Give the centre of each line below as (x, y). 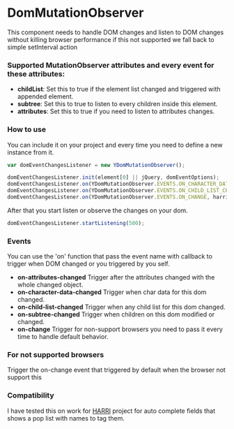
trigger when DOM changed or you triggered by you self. (88, 264)
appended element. (45, 96)
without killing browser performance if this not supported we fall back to (111, 39)
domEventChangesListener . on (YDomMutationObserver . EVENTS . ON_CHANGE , (109, 197)
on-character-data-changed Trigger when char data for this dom (112, 292)
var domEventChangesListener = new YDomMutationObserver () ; (96, 165)
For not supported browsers (56, 355)
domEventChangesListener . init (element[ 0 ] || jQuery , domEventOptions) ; (113, 177)
